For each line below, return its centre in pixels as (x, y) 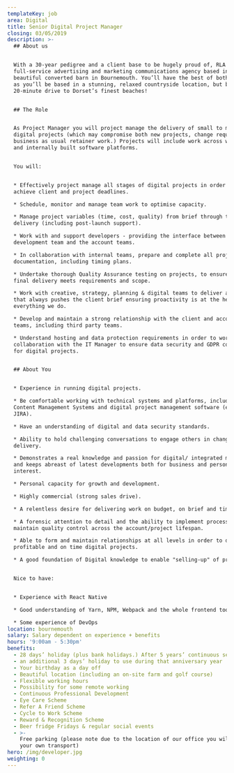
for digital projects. (46, 351)
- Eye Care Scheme (40, 700)
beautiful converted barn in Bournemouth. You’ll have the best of (114, 78)
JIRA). (23, 414)
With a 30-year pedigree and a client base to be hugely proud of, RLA (120, 65)
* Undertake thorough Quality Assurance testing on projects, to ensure (121, 274)
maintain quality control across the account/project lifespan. (109, 528)
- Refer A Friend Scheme (49, 707)
